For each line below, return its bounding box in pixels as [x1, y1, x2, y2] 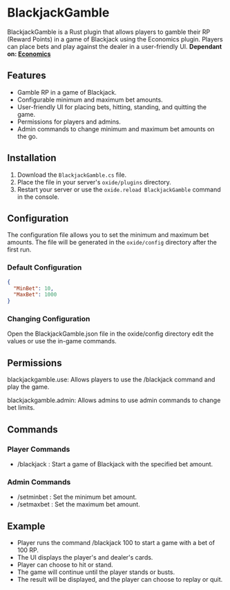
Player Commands [7, 444, 70, 454]
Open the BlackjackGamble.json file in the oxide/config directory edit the [7, 330, 214, 338]
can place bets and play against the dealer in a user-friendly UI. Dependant [7, 42, 222, 50]
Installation [7, 152, 57, 164]
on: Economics [7, 50, 51, 58]
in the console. [17, 192, 60, 201]
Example [7, 520, 46, 532]
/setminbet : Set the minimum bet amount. [17, 493, 137, 502]
